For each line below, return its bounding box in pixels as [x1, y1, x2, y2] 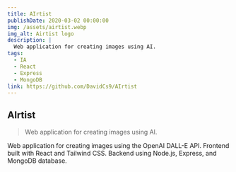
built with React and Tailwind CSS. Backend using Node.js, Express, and [7, 149, 217, 158]
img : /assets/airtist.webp [7, 23, 87, 30]
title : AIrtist [7, 10, 52, 18]
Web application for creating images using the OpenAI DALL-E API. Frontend [7, 142, 230, 150]
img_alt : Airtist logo [7, 30, 74, 38]
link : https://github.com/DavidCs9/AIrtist [7, 83, 138, 90]
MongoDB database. [7, 156, 67, 165]
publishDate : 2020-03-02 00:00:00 [7, 17, 110, 24]
